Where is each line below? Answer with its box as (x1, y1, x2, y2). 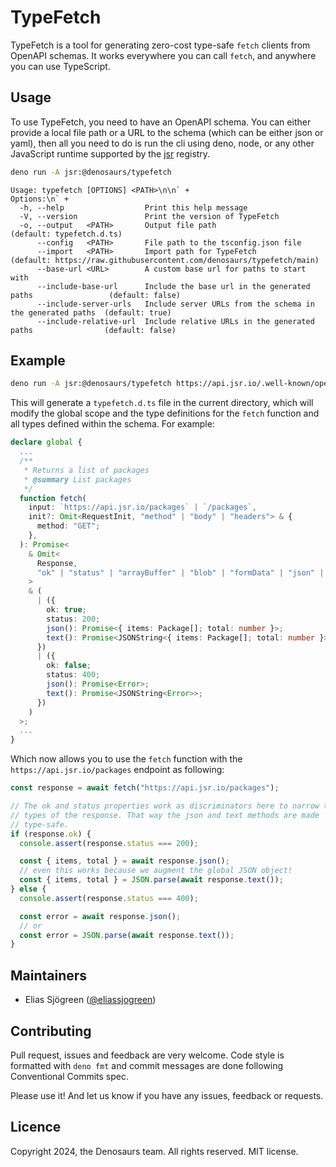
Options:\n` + (10, 194, 70, 204)
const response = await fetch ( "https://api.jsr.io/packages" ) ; (10, 783, 280, 793)
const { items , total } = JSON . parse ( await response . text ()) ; (19, 875, 284, 885)
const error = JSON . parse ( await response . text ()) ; (19, 930, 235, 940)
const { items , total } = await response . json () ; (19, 856, 230, 866)
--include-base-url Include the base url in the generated (36, 281, 311, 291)
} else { (10, 884, 47, 895)
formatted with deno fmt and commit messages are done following (10, 1059, 284, 1071)
